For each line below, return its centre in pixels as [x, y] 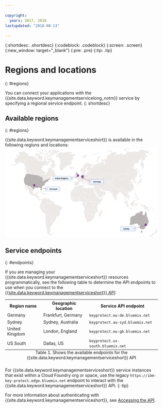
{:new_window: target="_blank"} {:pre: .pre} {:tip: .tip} [59, 51]
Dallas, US [54, 343]
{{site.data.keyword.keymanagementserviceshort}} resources [67, 277]
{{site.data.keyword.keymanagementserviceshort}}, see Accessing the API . [81, 400]
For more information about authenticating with [52, 395]
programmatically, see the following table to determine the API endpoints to [81, 282]
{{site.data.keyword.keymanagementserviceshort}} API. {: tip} [67, 386]
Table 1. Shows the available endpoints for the [81, 352]
